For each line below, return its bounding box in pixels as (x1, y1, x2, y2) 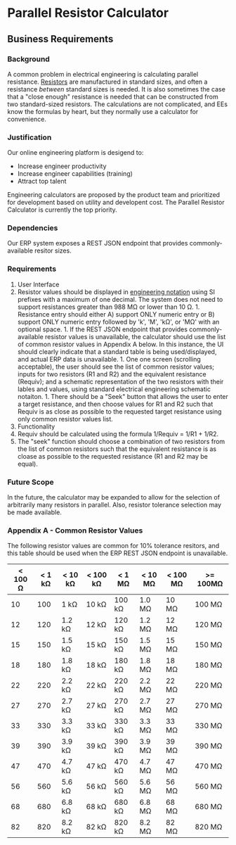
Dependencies (7, 223, 58, 233)
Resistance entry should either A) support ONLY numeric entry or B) (17, 310, 216, 318)
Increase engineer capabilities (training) (17, 170, 133, 178)
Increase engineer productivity (17, 162, 107, 170)
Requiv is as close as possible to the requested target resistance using (17, 407, 222, 416)
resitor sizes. (34, 246, 72, 255)
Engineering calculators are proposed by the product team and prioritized (7, 191, 220, 199)
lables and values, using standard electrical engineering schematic (17, 385, 211, 393)
